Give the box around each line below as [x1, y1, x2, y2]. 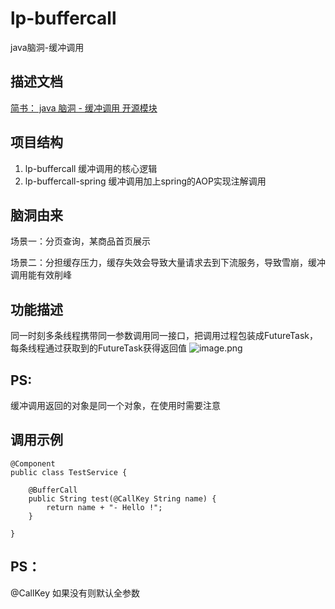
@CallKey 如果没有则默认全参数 [10, 587, 140, 599]
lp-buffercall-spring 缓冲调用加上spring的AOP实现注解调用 [24, 175, 267, 187]
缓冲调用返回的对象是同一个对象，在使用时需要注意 [10, 400, 221, 411]
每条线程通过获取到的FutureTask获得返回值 [10, 342, 187, 354]
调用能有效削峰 [10, 269, 72, 281]
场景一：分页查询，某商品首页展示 [10, 235, 151, 247]
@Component [10, 458, 56, 469]
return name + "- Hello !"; [46, 502, 163, 512]
